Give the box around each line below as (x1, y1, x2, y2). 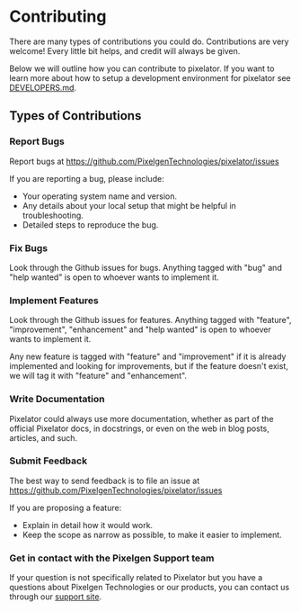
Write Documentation (9, 393, 105, 406)
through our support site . (9, 591, 101, 602)
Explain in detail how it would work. (22, 519, 154, 530)
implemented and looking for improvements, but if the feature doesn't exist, (9, 361, 289, 372)
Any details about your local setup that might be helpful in (22, 200, 236, 211)
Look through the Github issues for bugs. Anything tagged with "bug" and (9, 262, 283, 273)
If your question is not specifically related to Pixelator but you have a (9, 572, 263, 583)
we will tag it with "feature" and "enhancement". (9, 371, 187, 382)
